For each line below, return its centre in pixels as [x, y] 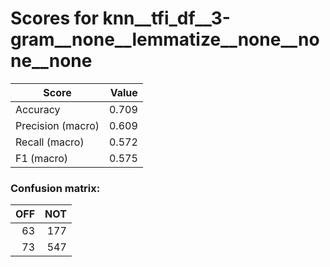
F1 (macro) [42, 158]
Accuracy [38, 109]
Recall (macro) [50, 142]
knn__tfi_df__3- [166, 18]
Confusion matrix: [55, 188]
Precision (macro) [57, 125]
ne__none [51, 61]
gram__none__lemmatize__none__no [165, 39]
